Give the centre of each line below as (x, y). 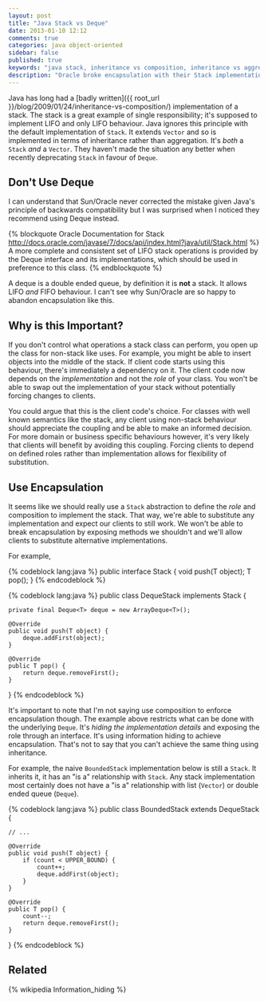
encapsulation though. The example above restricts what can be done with (131, 719)
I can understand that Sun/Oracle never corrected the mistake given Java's (132, 201)
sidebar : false (33, 53)
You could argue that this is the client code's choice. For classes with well (129, 412)
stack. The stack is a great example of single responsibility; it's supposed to (133, 115)
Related (28, 970)
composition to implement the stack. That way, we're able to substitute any (132, 515)
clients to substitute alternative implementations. (88, 541)
